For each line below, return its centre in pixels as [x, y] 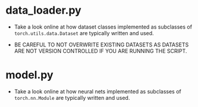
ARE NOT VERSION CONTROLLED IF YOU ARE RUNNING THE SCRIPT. [100, 51]
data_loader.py [43, 10]
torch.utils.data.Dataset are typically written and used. [84, 33]
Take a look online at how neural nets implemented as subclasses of [98, 91]
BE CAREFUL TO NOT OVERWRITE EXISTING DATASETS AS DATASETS [101, 45]
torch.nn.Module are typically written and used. [72, 97]
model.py [29, 75]
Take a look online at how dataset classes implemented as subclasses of [103, 27]
